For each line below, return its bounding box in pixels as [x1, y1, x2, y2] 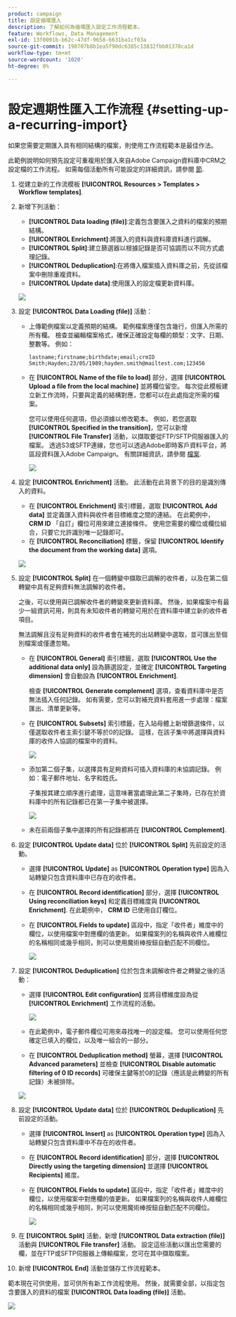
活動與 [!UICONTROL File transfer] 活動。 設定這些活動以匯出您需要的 [18, 1240, 222, 1249]
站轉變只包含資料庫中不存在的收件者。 [28, 1138, 140, 1147]
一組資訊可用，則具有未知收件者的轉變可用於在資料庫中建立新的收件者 [24, 606, 228, 615]
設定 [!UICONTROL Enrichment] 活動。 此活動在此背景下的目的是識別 [18, 478, 221, 486]
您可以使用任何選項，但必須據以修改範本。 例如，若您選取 [28, 414, 197, 423]
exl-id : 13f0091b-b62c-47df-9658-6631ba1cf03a [8, 37, 147, 44]
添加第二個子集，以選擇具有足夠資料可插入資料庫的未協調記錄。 [28, 765, 214, 773]
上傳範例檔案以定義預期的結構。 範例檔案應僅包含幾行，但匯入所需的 [28, 322, 228, 330]
